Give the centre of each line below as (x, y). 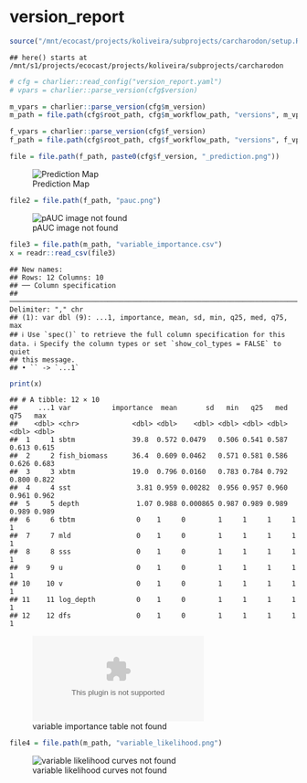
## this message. (42, 360)
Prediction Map (61, 184)
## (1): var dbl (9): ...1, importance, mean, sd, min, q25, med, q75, (148, 317)
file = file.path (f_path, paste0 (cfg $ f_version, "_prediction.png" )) (145, 157)
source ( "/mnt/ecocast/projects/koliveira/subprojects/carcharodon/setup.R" (157, 41)
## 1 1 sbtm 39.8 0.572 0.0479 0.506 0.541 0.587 (148, 440)
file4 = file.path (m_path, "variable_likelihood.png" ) (116, 743)
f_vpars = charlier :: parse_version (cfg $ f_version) (108, 132)
